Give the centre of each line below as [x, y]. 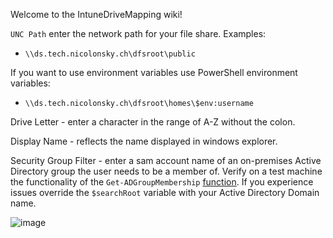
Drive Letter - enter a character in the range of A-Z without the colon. [153, 122]
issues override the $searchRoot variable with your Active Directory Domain [165, 192]
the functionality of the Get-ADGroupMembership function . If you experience [162, 182]
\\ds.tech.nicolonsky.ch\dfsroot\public [110, 54]
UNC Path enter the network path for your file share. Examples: [138, 33]
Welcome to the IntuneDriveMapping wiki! [96, 14]
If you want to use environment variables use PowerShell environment [154, 72]
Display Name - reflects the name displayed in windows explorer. [144, 141]
